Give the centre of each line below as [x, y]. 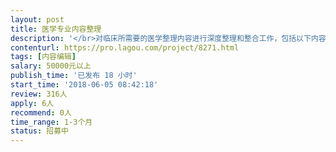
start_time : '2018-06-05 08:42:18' [84, 85]
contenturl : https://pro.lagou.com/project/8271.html [125, 47]
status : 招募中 [39, 131]
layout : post [37, 19]
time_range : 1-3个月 [51, 122]
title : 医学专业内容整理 [56, 29]
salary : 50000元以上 [51, 66]
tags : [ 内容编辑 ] [43, 57]
